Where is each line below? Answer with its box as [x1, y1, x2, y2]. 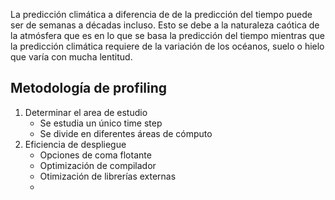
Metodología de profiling [10, 80, 168, 97]
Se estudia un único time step [39, 117, 163, 129]
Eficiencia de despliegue [24, 138, 127, 150]
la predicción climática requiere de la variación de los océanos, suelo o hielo [10, 40, 325, 52]
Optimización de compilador [39, 159, 157, 171]
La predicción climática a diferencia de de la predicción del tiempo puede [10, 9, 313, 20]
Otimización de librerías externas [39, 170, 177, 182]
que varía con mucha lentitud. [10, 51, 133, 63]
